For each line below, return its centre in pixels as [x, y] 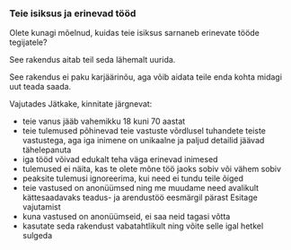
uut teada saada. [40, 87]
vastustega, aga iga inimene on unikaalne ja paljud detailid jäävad [143, 141]
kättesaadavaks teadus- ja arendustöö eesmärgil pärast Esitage [140, 198]
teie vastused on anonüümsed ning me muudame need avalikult [140, 188]
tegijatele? [28, 42]
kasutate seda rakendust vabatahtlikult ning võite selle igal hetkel [143, 226]
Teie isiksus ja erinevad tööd [73, 13]
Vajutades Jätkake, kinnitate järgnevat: [81, 104]
